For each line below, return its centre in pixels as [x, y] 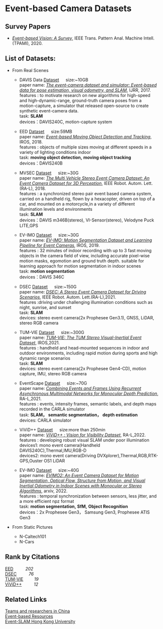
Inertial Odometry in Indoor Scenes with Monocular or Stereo [81, 485]
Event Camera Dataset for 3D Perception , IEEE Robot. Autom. [81, 183]
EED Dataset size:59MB [46, 131]
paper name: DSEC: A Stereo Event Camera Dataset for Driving [83, 292]
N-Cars [27, 541]
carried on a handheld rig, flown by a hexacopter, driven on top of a [87, 199]
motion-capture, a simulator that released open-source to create [84, 106]
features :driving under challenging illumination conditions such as [86, 302]
